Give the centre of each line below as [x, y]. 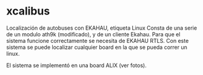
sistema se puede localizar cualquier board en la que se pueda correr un [97, 47]
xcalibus [28, 11]
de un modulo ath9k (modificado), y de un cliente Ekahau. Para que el [93, 34]
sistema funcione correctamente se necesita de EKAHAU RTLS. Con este [98, 41]
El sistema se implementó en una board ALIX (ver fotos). [76, 65]
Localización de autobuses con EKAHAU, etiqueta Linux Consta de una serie [102, 28]
